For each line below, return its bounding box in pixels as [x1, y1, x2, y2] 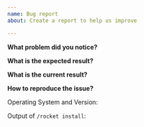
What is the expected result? [7, 56, 94, 65]
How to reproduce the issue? [7, 84, 94, 92]
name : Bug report [7, 10, 59, 18]
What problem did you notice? [7, 43, 97, 51]
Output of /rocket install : [7, 111, 86, 120]
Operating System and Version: [7, 97, 98, 106]
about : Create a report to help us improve [7, 17, 138, 24]
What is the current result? [7, 70, 88, 79]
